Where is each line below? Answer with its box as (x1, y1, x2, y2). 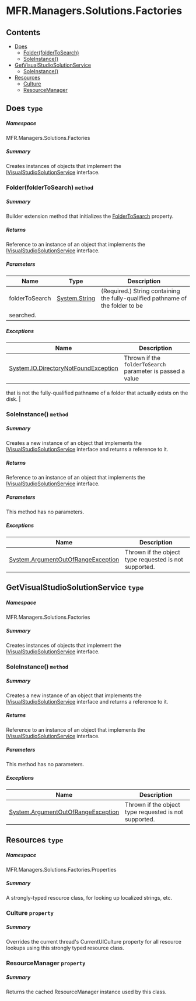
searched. (9, 311, 37, 320)
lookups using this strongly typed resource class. (6, 944, 124, 952)
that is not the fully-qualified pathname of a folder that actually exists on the (6, 389, 188, 396)
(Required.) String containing (101, 287, 180, 295)
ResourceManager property (6, 959, 86, 967)
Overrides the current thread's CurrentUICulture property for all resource (6, 938, 182, 945)
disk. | (6, 396, 21, 403)
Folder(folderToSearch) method (6, 183, 94, 191)
